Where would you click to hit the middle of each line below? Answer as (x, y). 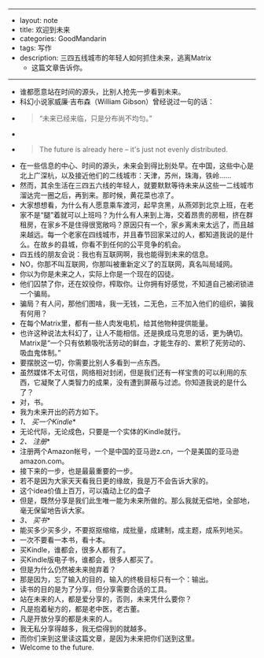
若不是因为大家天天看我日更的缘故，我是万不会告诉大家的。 (116, 481)
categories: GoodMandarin (63, 39)
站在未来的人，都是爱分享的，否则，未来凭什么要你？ (106, 599)
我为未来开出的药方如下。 (61, 412)
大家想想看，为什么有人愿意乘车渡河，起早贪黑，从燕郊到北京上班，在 (133, 205)
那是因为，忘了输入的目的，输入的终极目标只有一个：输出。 (116, 579)
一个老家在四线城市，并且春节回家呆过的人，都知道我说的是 (150, 234)
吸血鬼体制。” (40, 353)
